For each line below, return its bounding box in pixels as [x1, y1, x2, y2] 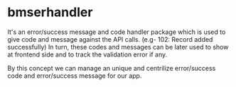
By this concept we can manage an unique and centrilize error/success [7, 64, 216, 72]
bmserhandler [7, 4, 93, 21]
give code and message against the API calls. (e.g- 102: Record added [7, 35, 213, 43]
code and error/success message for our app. [7, 71, 142, 80]
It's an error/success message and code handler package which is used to [7, 28, 226, 36]
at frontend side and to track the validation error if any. [7, 50, 168, 59]
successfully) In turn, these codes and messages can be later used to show [7, 42, 229, 51]
